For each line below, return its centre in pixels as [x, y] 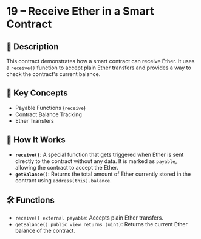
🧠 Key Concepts [37, 93]
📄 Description [32, 47]
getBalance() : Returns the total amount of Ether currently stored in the [103, 174]
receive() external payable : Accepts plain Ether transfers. [89, 218]
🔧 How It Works [36, 140]
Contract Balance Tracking [48, 114]
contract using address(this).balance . [63, 180]
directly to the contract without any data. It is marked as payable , [96, 161]
